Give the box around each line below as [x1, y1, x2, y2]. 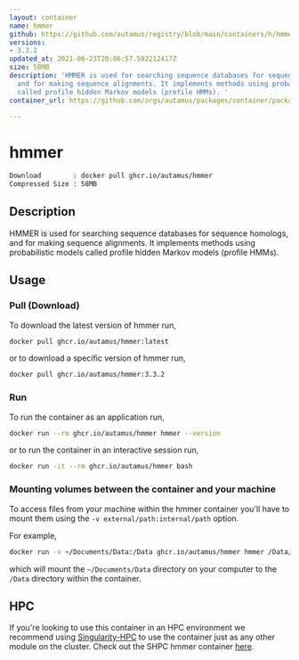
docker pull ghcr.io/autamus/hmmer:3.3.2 [9, 371, 166, 379]
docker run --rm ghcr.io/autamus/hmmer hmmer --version [9, 428, 221, 437]
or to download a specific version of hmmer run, [9, 353, 186, 363]
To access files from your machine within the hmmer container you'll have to [9, 503, 290, 514]
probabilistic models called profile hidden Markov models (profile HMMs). [9, 247, 279, 257]
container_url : [9, 95, 66, 105]
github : [9, 29, 38, 38]
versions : [9, 37, 46, 47]
